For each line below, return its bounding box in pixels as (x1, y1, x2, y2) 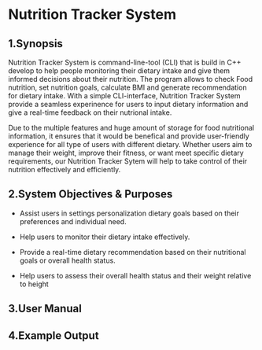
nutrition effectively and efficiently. (8, 165, 121, 174)
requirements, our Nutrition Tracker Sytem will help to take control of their (8, 157, 248, 166)
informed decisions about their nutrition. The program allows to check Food (8, 75, 253, 83)
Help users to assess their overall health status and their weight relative (19, 271, 252, 280)
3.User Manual (8, 302, 83, 315)
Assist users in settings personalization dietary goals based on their (19, 208, 240, 218)
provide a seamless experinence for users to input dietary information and (8, 100, 249, 109)
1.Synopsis (8, 37, 63, 50)
